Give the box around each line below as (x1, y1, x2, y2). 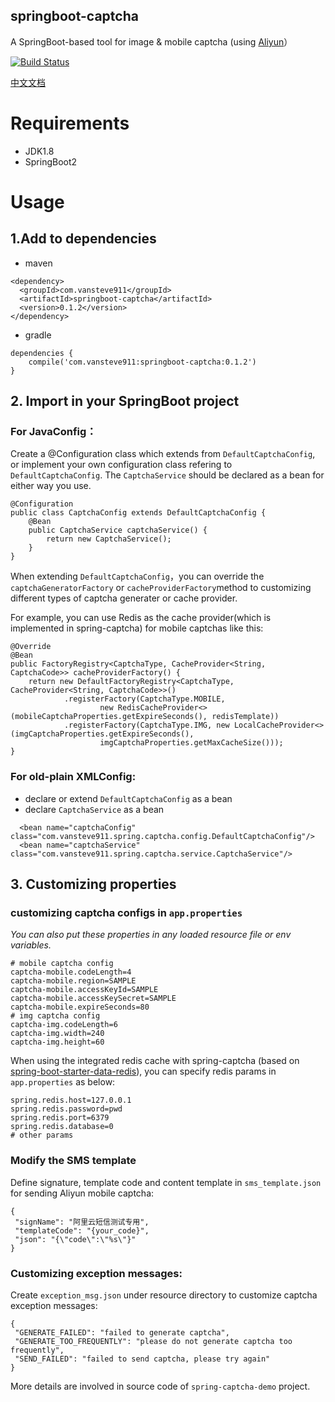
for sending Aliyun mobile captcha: (10, 1187, 155, 1199)
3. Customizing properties (10, 876, 177, 893)
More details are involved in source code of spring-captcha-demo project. (10, 1380, 311, 1393)
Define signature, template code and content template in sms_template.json (10, 1176, 322, 1188)
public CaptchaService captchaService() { (28, 525, 208, 536)
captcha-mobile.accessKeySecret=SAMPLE (10, 994, 177, 1004)
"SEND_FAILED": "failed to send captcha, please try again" (14, 1354, 271, 1364)
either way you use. (10, 480, 92, 492)
